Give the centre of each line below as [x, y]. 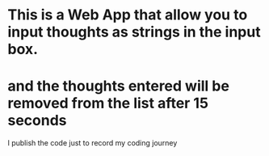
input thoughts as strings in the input [134, 32]
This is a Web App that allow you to [128, 15]
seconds [37, 121]
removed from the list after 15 [108, 103]
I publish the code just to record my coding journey [92, 143]
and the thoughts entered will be [118, 86]
